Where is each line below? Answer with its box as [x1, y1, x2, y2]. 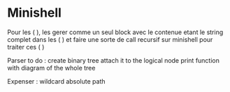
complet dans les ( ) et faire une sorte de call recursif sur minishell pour [7, 35, 213, 43]
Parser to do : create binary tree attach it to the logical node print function [7, 56, 220, 64]
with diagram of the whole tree [7, 63, 96, 72]
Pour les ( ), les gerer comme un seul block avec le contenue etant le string [7, 28, 224, 36]
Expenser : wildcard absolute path [7, 77, 106, 85]
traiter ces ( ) [7, 43, 45, 51]
